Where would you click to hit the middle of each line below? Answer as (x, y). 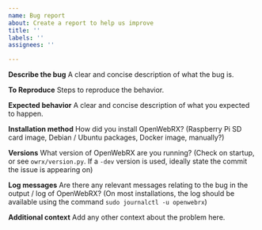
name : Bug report (37, 15)
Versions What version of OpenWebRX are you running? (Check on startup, (131, 153)
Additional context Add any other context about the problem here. (117, 217)
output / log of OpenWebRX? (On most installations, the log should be (122, 194)
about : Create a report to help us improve (81, 23)
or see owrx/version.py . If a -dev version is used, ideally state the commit (128, 161)
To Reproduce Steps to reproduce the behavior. (86, 90)
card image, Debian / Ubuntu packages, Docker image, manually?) (116, 138)
